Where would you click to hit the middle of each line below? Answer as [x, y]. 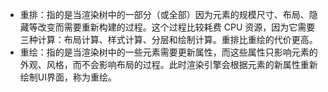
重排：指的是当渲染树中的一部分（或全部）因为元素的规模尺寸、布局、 [164, 14]
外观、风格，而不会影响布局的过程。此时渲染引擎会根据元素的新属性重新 [168, 64]
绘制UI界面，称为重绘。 [68, 77]
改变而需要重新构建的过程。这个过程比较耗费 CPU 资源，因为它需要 [176, 27]
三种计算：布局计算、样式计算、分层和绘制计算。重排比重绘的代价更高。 [168, 39]
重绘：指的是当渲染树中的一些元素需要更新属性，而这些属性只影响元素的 [168, 52]
